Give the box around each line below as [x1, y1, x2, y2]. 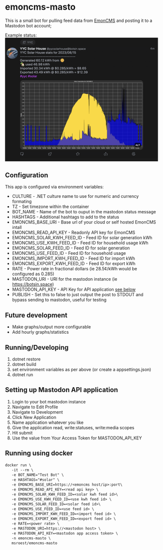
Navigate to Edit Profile [12, 404, 58, 410]
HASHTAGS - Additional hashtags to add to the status [12, 214, 119, 220]
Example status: [5, 32, 37, 38]
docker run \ [5, 462, 32, 468]
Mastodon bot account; [5, 22, 52, 28]
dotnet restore [12, 356, 41, 362]
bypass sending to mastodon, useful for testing [12, 297, 107, 303]
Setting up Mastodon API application [5, 386, 118, 394]
